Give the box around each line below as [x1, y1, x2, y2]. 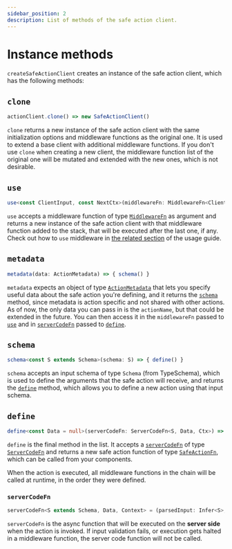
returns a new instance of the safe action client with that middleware [7, 219, 202, 227]
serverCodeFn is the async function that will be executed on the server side [7, 520, 221, 528]
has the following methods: [7, 77, 84, 85]
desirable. [7, 163, 36, 171]
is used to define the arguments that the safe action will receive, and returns [7, 377, 224, 385]
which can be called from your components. [7, 455, 133, 463]
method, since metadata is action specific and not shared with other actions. [7, 298, 225, 306]
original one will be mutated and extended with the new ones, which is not [7, 155, 218, 163]
